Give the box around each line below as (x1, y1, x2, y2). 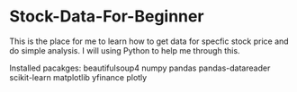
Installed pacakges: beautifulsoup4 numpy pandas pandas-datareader (9, 63, 271, 73)
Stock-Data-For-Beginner (9, 6, 204, 27)
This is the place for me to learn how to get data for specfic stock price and (9, 36, 290, 46)
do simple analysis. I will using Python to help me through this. (9, 45, 240, 55)
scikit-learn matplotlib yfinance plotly (9, 71, 148, 82)
